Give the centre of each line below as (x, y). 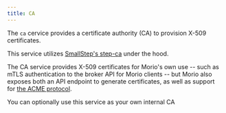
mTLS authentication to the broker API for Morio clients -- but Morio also (110, 74)
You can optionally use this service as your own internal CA (91, 102)
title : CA (21, 13)
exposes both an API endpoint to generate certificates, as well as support (111, 81)
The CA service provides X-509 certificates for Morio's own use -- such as (113, 66)
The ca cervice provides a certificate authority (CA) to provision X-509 (107, 33)
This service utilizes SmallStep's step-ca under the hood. (88, 53)
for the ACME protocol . (39, 88)
